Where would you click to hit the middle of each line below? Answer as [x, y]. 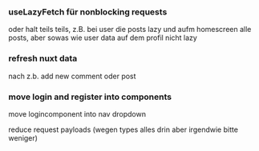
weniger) [23, 137]
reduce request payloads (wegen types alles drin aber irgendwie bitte [123, 129]
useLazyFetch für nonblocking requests [88, 12]
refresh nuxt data [43, 58]
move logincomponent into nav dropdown [77, 113]
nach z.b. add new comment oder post [72, 76]
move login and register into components [90, 97]
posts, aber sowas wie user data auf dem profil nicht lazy [103, 38]
